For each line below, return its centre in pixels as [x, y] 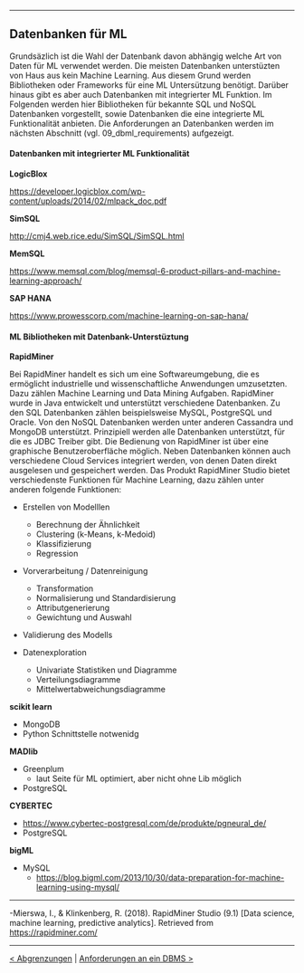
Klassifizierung [64, 544]
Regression [57, 554]
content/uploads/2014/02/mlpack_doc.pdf [88, 201]
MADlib [24, 751]
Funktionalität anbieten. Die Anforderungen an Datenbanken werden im [142, 123]
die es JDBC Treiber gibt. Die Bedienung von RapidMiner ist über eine [139, 442]
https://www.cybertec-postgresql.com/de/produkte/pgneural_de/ [144, 824]
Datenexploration [55, 653]
